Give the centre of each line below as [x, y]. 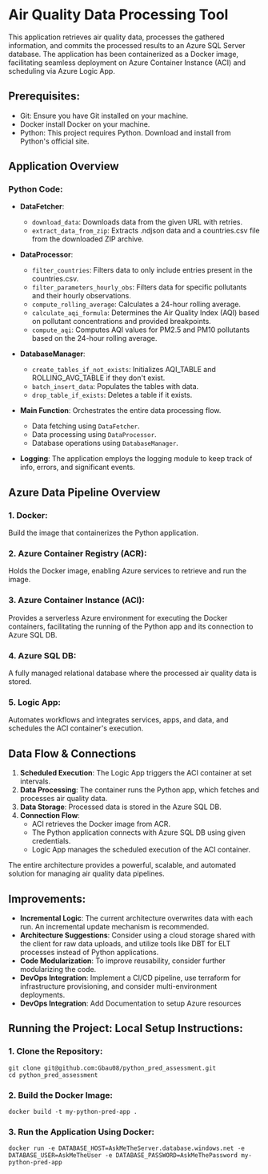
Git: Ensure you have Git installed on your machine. [104, 115]
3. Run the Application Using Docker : [81, 1131]
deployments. [42, 994]
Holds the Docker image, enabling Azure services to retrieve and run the [127, 571]
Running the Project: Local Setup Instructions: [126, 1028]
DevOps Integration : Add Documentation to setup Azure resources [130, 1003]
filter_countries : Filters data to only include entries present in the [142, 270]
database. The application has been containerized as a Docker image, [123, 54]
